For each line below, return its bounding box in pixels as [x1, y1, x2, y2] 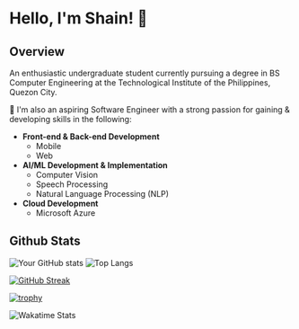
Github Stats [9, 234, 81, 249]
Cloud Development [22, 198, 99, 209]
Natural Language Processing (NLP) [35, 189, 169, 199]
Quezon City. [9, 87, 57, 97]
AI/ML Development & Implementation [22, 160, 168, 170]
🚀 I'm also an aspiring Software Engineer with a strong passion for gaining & [9, 104, 290, 115]
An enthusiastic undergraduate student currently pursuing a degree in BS [9, 67, 280, 78]
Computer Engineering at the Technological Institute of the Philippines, [9, 77, 271, 88]
